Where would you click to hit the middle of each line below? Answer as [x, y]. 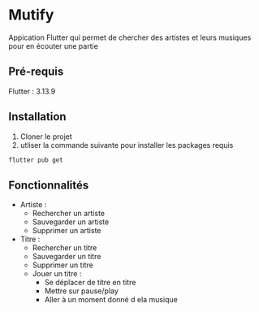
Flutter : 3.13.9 [32, 91]
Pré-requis [36, 72]
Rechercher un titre [65, 248]
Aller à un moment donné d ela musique [111, 300]
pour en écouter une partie [54, 45]
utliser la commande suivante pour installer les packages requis [127, 145]
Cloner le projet [46, 136]
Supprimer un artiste [67, 231]
